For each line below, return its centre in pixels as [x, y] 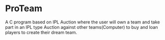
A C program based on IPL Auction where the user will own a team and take [82, 22]
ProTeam [24, 9]
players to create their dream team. [41, 32]
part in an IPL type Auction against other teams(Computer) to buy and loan [82, 27]
